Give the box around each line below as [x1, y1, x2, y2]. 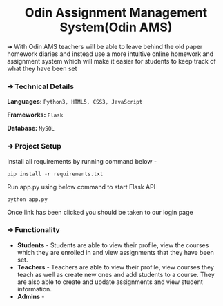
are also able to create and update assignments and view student [17, 278, 204, 286]
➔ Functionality [7, 225, 60, 235]
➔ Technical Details [7, 82, 75, 91]
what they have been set [7, 64, 77, 73]
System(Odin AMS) [59, 19, 173, 35]
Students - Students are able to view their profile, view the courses [17, 240, 209, 249]
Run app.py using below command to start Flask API [7, 182, 156, 191]
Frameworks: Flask [7, 111, 64, 119]
